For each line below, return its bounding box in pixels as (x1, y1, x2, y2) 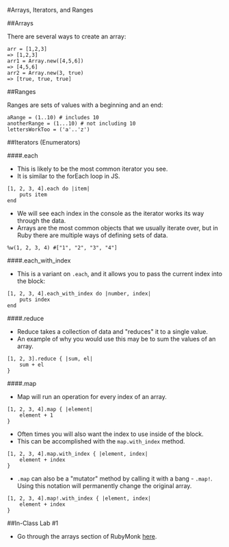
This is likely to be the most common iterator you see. (16, 165, 168, 173)
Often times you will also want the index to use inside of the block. (16, 430, 204, 438)
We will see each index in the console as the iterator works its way (16, 209, 204, 217)
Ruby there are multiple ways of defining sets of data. (16, 231, 168, 239)
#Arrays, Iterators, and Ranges (7, 6, 94, 14)
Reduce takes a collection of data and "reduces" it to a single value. (16, 328, 208, 335)
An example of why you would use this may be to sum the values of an (16, 335, 216, 343)
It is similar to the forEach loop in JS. (16, 172, 121, 180)
